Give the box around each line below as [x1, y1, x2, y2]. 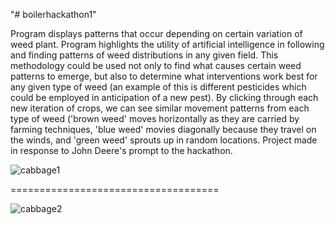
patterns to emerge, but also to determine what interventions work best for [10, 70, 318, 82]
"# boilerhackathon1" [10, 9, 97, 20]
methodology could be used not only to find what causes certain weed [10, 60, 302, 71]
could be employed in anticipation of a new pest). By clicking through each [10, 92, 319, 103]
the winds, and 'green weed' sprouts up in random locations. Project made [10, 134, 318, 146]
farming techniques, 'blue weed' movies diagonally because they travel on [10, 124, 317, 135]
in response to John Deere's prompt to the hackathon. [10, 145, 233, 156]
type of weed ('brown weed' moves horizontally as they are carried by [10, 113, 300, 124]
